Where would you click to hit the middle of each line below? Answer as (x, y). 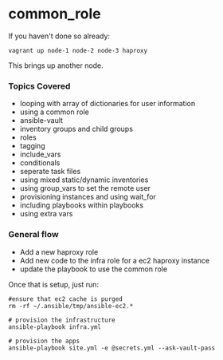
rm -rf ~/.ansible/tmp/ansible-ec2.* (71, 306)
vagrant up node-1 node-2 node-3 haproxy (78, 50)
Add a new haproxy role (59, 251)
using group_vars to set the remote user (85, 188)
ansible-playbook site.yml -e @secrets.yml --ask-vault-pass (112, 348)
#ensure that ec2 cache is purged (66, 299)
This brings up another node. (56, 65)
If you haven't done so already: (59, 36)
